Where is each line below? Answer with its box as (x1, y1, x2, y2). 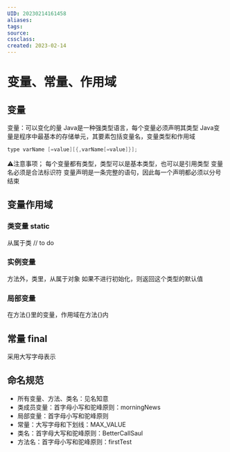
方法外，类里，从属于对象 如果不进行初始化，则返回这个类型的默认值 (7, 274, 203, 282)
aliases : (7, 17, 33, 24)
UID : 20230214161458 (7, 10, 67, 17)
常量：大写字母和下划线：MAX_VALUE (17, 420, 127, 428)
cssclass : (7, 36, 36, 43)
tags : (7, 23, 23, 30)
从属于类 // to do (7, 238, 54, 246)
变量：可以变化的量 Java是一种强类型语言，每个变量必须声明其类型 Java (7, 124, 214, 132)
